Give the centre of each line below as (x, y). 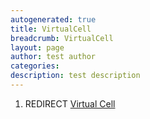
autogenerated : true (53, 19)
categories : (35, 66)
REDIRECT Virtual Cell (70, 103)
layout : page (37, 47)
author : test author (53, 57)
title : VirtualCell (51, 29)
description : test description (75, 76)
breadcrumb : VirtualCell (62, 38)
